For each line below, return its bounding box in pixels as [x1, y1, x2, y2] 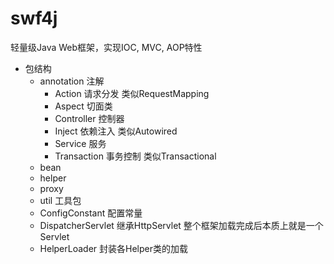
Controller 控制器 [54, 112, 125, 124]
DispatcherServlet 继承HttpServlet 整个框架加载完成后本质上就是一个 [39, 219, 324, 231]
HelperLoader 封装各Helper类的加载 [39, 242, 188, 254]
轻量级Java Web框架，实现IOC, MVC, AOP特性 [10, 41, 203, 53]
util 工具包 [39, 194, 82, 206]
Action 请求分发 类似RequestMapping [54, 87, 210, 99]
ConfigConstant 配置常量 [39, 207, 143, 219]
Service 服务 [54, 137, 107, 149]
